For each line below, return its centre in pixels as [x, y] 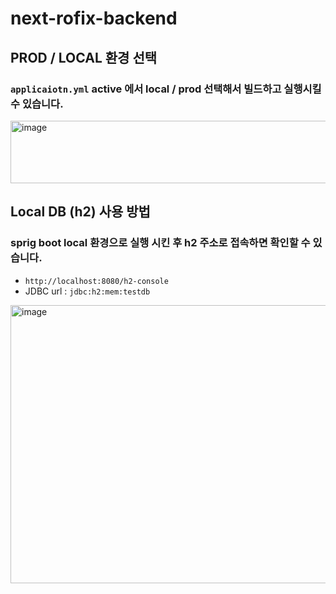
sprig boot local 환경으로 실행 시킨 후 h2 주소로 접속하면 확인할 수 [160, 243]
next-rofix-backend [94, 18]
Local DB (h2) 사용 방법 [80, 212]
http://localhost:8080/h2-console [96, 281]
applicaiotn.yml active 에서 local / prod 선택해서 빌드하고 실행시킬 [166, 89]
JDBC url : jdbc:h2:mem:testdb [87, 291]
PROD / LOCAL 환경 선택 [84, 57]
